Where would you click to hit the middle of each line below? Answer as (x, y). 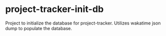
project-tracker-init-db (55, 9)
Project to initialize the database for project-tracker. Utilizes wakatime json (83, 23)
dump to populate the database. (39, 28)
